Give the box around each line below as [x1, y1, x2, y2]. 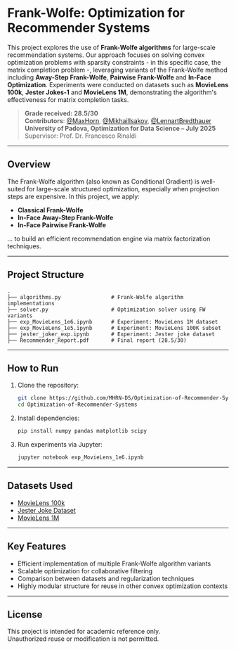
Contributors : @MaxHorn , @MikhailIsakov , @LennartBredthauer [24, 116, 212, 125]
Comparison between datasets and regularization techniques [17, 574, 195, 582]
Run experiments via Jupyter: [17, 440, 103, 448]
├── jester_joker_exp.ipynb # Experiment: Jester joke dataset [7, 331, 216, 338]
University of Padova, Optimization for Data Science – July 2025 [24, 124, 216, 132]
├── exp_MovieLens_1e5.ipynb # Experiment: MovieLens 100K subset [7, 324, 221, 331]
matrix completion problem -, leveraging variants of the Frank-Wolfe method [7, 65, 228, 74]
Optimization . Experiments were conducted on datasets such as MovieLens [7, 80, 229, 89]
